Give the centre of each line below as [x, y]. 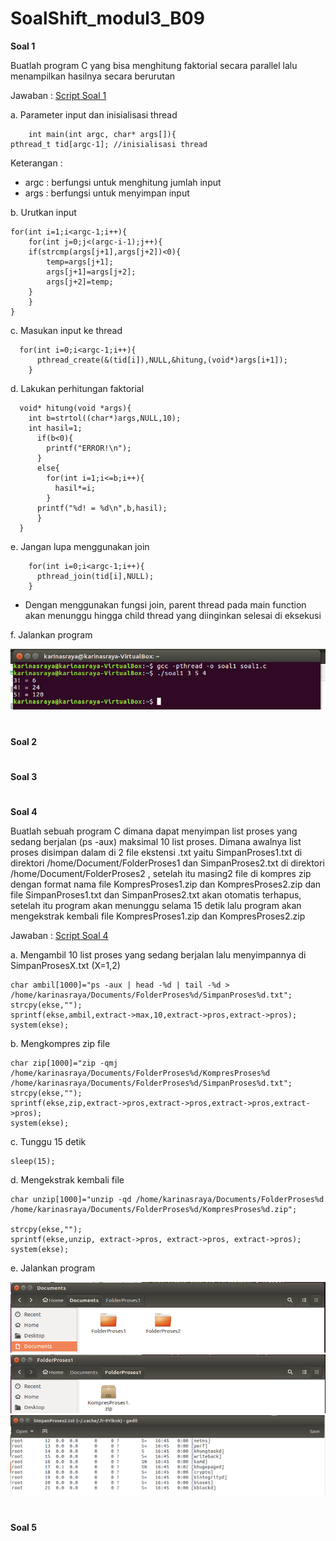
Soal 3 [24, 776]
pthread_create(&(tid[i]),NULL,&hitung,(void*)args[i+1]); [162, 360]
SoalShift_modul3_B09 [107, 18]
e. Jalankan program [53, 1268]
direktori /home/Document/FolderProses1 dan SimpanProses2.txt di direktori [167, 863]
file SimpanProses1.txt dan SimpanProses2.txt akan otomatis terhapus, [156, 894]
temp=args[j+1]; [80, 262]
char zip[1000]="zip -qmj [64, 1063]
